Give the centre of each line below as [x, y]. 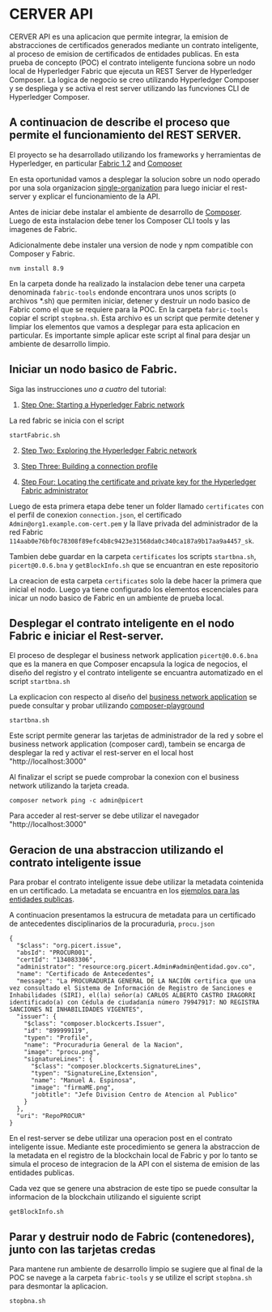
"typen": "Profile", [58, 1038]
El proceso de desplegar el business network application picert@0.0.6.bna [134, 656]
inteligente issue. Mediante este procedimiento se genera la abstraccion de [134, 1147]
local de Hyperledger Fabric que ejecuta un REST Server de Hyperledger [131, 71]
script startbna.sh [40, 682]
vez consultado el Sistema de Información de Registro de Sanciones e [131, 988]
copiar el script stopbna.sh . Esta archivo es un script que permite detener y [134, 318]
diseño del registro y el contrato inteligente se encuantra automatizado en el [136, 673]
